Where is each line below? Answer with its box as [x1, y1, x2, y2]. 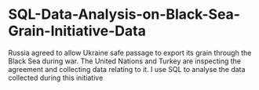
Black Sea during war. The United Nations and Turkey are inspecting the [8, 56, 242, 66]
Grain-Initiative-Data [8, 22, 147, 40]
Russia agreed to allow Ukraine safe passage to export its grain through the [8, 48, 252, 57]
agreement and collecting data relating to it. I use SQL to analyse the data [8, 64, 246, 74]
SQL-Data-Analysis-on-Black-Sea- [8, 5, 241, 23]
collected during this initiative [8, 73, 104, 82]
